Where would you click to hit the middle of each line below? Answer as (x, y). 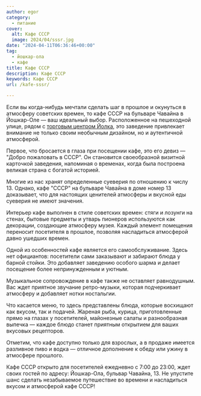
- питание (24, 23)
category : (19, 17)
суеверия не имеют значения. (45, 201)
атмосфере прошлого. (35, 355)
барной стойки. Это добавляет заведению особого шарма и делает (93, 262)
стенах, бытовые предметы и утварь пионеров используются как (91, 219)
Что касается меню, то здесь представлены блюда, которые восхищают (100, 305)
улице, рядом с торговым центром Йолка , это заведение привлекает (95, 126)
